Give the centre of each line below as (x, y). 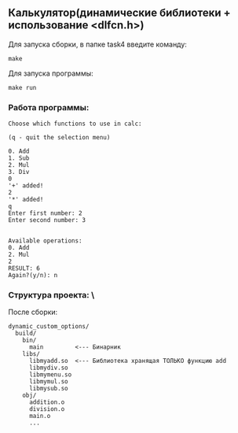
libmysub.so (48, 389)
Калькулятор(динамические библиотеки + (119, 13)
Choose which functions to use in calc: (75, 124)
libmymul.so (48, 382)
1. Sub (19, 158)
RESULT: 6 (24, 268)
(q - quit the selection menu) (59, 138)
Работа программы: (49, 107)
